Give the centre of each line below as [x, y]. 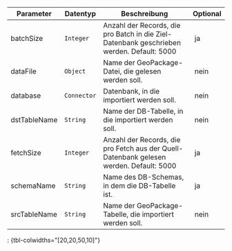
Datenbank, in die [132, 91]
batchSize [27, 38]
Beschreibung [144, 14]
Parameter [34, 14]
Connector [80, 95]
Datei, [113, 71]
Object [75, 71]
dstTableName [34, 120]
